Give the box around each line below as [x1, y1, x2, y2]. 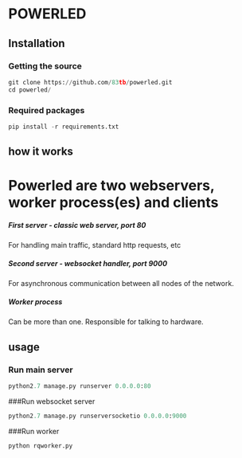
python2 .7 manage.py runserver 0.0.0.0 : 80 [8, 382, 151, 390]
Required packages [8, 104, 85, 115]
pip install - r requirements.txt [8, 123, 119, 131]
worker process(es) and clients [8, 194, 219, 212]
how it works [8, 145, 74, 159]
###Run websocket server [8, 396, 96, 406]
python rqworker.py [8, 441, 73, 450]
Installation [8, 37, 65, 50]
